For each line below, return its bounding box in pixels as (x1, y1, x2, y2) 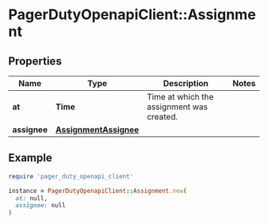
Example (8, 151, 53, 165)
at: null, (15, 194, 48, 202)
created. (146, 112, 178, 122)
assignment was (146, 101, 208, 112)
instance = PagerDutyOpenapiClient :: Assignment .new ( (8, 187, 187, 195)
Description (163, 78, 209, 88)
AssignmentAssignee (55, 124, 140, 135)
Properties (8, 54, 62, 68)
